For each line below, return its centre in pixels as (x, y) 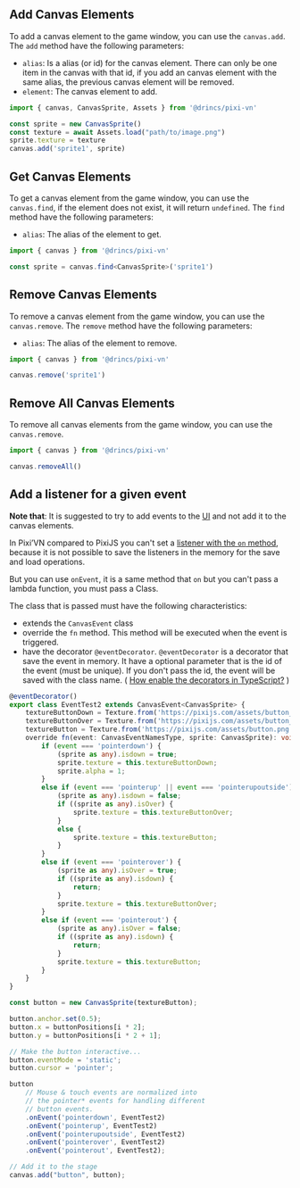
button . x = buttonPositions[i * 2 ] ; (77, 1027)
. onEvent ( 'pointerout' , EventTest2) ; (96, 1151)
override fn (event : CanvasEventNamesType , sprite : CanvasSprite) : (151, 738)
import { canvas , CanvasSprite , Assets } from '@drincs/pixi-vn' (133, 108)
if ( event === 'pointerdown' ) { (102, 746)
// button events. (59, 1109)
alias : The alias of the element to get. (92, 234)
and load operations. (47, 561)
